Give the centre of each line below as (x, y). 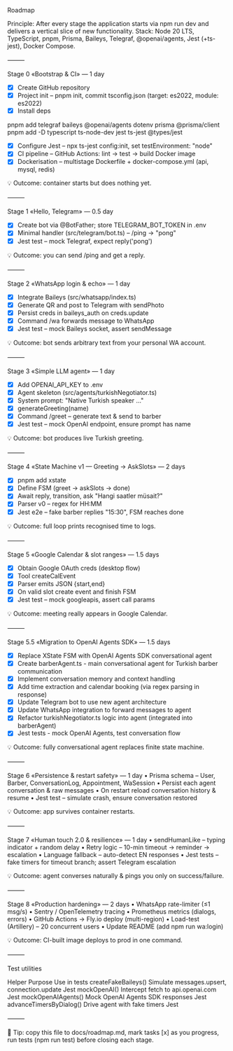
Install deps (34, 111)
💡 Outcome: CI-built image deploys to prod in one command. (95, 940)
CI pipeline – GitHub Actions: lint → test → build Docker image (106, 154)
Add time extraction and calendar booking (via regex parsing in (108, 687)
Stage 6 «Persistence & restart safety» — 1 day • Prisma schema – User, (111, 776)
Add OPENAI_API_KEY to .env (60, 384)
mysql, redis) (36, 169)
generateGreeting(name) (53, 408)
